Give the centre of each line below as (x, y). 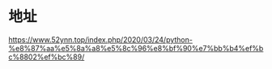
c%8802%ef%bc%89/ (47, 57)
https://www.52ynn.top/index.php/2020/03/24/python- (100, 39)
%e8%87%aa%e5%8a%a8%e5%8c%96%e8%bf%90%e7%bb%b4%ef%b (136, 48)
